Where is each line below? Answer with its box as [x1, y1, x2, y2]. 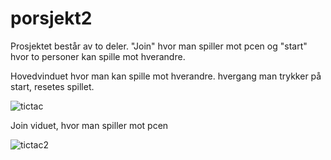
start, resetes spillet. [10, 80, 95, 92]
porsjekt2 [10, 7, 93, 30]
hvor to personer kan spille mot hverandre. [10, 50, 186, 62]
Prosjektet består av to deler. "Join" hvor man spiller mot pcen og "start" [10, 40, 308, 52]
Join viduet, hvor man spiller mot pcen [10, 119, 169, 131]
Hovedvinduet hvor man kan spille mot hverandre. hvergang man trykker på [10, 70, 322, 82]
